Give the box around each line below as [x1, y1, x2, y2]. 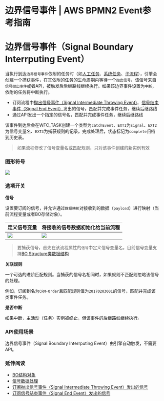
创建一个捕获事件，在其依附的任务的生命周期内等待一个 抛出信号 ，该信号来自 [5, 77, 157, 83]
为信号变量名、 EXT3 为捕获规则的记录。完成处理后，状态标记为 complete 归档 [5, 128, 155, 134]
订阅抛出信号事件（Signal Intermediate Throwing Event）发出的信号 [12, 384, 148, 390]
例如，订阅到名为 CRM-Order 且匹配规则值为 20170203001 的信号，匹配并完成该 [5, 288, 156, 294]
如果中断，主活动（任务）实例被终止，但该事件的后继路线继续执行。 [5, 315, 142, 321]
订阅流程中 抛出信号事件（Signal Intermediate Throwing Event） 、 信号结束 [12, 99, 159, 106]
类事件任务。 [5, 294, 31, 300]
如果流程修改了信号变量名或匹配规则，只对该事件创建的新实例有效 [17, 145, 150, 151]
